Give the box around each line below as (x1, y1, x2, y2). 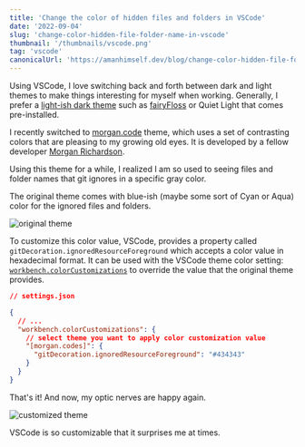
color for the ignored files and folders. (9, 200, 152, 211)
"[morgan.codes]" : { (25, 342, 103, 351)
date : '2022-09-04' (9, 22, 84, 31)
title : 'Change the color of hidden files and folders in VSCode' (9, 13, 266, 23)
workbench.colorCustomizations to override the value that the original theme (9, 265, 293, 275)
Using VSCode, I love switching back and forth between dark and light (9, 81, 272, 91)
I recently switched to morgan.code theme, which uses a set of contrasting (9, 127, 290, 137)
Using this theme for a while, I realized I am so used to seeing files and (9, 164, 274, 174)
